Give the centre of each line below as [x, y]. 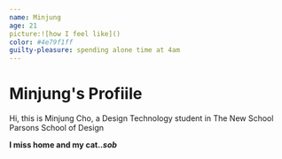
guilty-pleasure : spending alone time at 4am [94, 50]
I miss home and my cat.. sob [63, 145]
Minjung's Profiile [76, 94]
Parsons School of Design [57, 128]
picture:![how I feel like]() [65, 34]
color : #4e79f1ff [41, 42]
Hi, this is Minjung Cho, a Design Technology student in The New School [141, 118]
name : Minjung [35, 17]
